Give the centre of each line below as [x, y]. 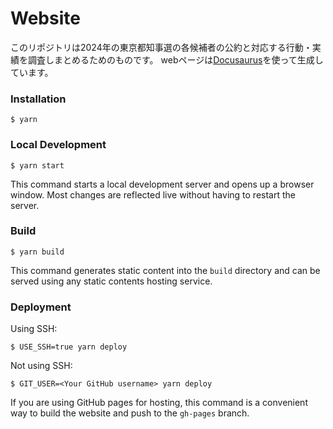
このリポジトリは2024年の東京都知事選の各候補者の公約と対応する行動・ [161, 47]
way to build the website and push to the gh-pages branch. [130, 413]
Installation [38, 99]
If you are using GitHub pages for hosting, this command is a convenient [159, 403]
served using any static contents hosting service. [111, 281]
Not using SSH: [41, 366]
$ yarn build [37, 252]
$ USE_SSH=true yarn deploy [69, 347]
